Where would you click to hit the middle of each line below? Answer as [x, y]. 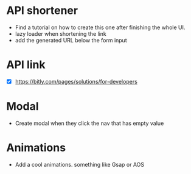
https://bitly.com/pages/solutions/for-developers [76, 81]
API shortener [42, 11]
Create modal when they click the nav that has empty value [89, 123]
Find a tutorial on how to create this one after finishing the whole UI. [100, 27]
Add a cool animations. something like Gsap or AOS [80, 164]
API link [26, 65]
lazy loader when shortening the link [61, 33]
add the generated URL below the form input [71, 40]
